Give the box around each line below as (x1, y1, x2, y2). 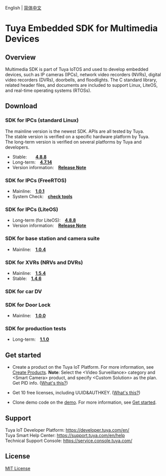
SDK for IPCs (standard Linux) (5, 117, 79, 124)
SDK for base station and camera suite (5, 235, 100, 242)
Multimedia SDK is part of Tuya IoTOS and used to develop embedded (5, 66, 149, 72)
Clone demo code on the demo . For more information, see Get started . (12, 399, 157, 406)
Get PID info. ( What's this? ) (12, 380, 68, 386)
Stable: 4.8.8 (12, 154, 47, 160)
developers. (5, 144, 30, 150)
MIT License (5, 465, 31, 471)
